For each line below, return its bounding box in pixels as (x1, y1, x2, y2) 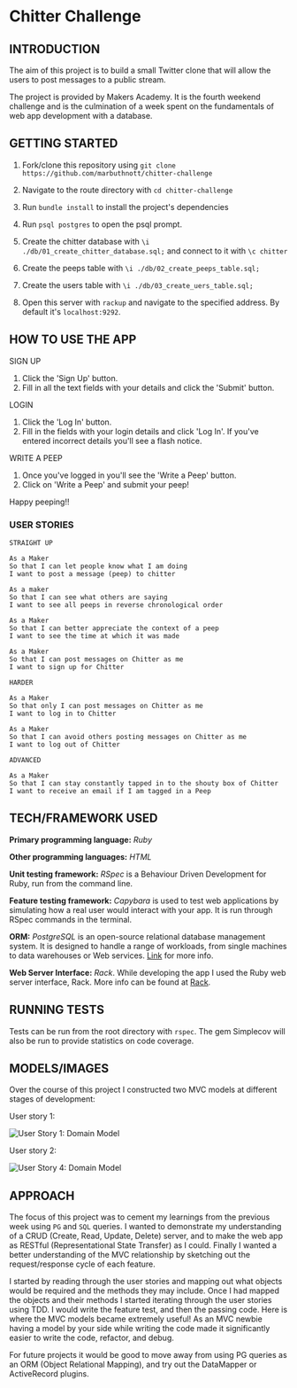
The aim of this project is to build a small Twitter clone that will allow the (9, 65, 271, 75)
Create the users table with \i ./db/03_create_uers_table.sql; (21, 279, 254, 290)
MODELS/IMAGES (9, 1061, 109, 1076)
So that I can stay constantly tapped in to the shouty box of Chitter (9, 778, 278, 788)
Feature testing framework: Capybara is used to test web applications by (9, 895, 279, 906)
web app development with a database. (9, 111, 153, 121)
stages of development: (9, 1094, 95, 1104)
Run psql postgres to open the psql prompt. (21, 219, 183, 230)
